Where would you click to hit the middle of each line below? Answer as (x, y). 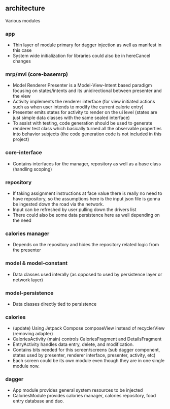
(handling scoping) (32, 169)
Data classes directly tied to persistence (55, 304)
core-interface (24, 153)
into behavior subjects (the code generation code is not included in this (87, 134)
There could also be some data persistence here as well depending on (86, 215)
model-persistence (29, 293)
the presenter (27, 250)
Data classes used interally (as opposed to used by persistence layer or (87, 274)
